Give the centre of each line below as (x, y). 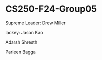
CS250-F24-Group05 (51, 9)
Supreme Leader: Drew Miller (36, 23)
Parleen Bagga (21, 52)
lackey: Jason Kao (24, 32)
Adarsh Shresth (21, 42)
